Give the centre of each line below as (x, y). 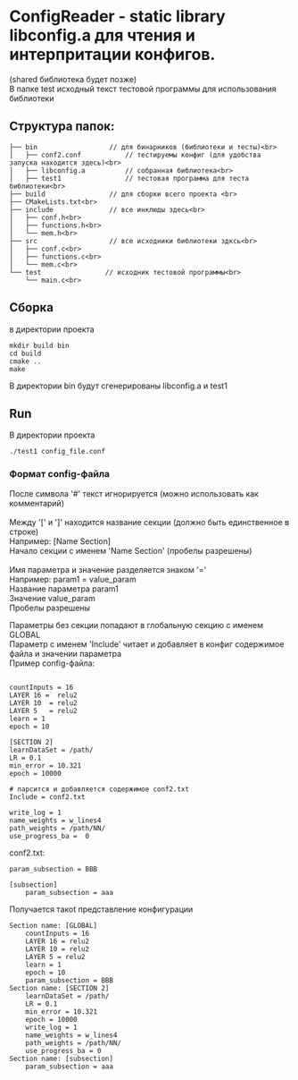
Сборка (31, 307)
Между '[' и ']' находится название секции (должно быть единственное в (149, 522)
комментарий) (37, 503)
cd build (25, 353)
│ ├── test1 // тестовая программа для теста (129, 178)
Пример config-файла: (52, 663)
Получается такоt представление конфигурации (101, 909)
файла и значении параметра (66, 653)
